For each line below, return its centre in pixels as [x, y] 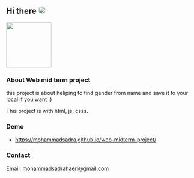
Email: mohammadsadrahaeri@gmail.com [58, 168]
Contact [18, 155]
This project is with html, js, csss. [47, 111]
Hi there [22, 11]
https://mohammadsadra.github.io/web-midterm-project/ [86, 140]
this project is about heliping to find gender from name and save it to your [97, 93]
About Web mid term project [48, 80]
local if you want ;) [29, 99]
